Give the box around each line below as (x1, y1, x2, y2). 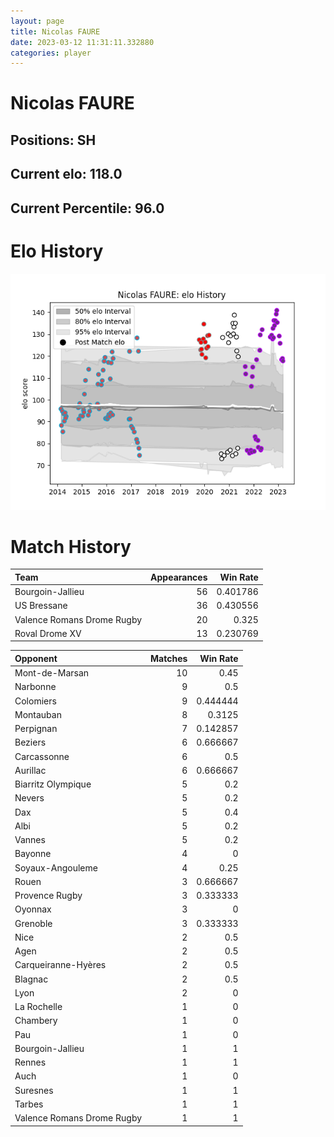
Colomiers (14, 695, 57, 707)
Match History (10, 535, 132, 558)
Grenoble (14, 917, 53, 929)
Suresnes (14, 1084, 54, 1096)
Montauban (14, 708, 62, 720)
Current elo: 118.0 (10, 166, 123, 183)
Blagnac (14, 973, 49, 985)
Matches (150, 652, 188, 664)
